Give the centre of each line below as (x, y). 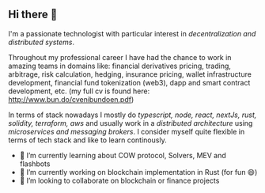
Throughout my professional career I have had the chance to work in (120, 57)
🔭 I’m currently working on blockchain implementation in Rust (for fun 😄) (138, 172)
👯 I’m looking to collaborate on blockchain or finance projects (119, 180)
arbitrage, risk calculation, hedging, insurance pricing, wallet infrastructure (130, 74)
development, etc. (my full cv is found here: (79, 91)
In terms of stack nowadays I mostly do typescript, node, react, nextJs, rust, (132, 115)
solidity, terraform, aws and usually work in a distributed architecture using (131, 123)
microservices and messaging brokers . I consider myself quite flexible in (127, 131)
